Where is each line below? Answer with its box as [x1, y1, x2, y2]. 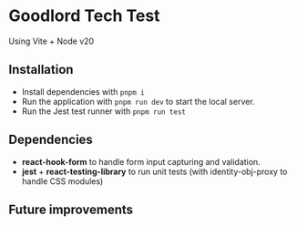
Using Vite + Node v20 [8, 36, 95, 46]
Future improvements [8, 201, 134, 217]
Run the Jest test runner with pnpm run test [21, 106, 187, 117]
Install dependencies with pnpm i [21, 86, 145, 97]
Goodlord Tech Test [8, 5, 160, 26]
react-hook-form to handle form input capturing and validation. [21, 156, 261, 167]
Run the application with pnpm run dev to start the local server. [21, 96, 256, 107]
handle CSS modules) [21, 175, 104, 187]
